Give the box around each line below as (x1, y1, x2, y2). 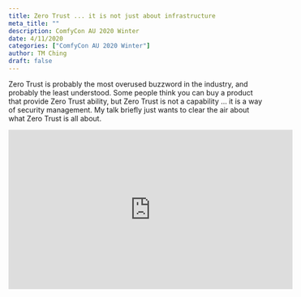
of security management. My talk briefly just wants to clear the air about (8, 104, 250, 114)
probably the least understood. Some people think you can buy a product (8, 87, 253, 97)
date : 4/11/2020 (8, 34, 63, 43)
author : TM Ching (8, 49, 67, 57)
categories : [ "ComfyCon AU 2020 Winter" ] (8, 42, 151, 50)
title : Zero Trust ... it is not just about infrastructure (8, 11, 217, 20)
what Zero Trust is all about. (8, 113, 102, 123)
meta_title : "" (8, 19, 60, 28)
